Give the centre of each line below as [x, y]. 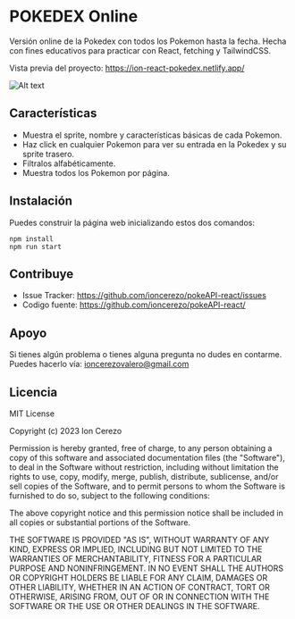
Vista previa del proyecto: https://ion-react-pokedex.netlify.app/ [127, 68]
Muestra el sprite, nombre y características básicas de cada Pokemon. [152, 135]
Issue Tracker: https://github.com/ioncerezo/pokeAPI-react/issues [144, 296]
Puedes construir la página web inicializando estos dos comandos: [132, 222]
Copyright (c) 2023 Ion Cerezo [66, 431]
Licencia [34, 392]
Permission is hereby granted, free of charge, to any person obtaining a [141, 448]
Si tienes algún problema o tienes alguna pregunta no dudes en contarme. [146, 355]
